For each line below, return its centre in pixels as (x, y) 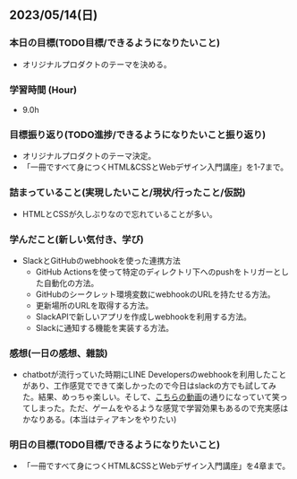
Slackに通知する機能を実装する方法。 (105, 327)
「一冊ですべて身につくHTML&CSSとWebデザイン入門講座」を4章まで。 (156, 466)
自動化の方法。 (71, 283)
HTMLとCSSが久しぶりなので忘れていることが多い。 (119, 213)
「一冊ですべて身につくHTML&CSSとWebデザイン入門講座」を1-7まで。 (155, 167)
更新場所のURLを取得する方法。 (94, 305)
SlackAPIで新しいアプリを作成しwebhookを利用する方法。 (144, 317)
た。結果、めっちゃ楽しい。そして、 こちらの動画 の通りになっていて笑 (151, 397)
